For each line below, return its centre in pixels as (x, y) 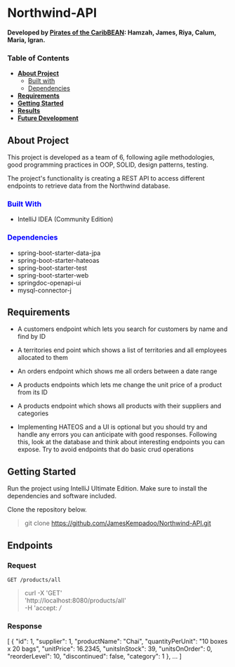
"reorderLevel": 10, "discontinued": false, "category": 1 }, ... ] (95, 656)
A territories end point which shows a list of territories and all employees (122, 350)
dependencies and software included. (62, 496)
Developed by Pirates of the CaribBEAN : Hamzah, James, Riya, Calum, (112, 32)
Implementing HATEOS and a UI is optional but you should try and (112, 427)
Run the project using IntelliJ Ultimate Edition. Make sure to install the (107, 488)
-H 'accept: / (43, 608)
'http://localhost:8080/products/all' (75, 600)
